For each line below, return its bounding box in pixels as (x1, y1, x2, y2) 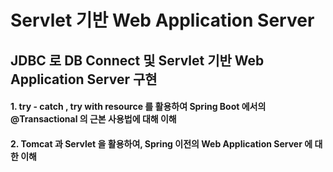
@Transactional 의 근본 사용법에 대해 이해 (10, 113, 177, 125)
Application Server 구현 (10, 71, 158, 88)
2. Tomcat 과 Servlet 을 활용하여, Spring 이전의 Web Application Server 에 (10, 137, 313, 150)
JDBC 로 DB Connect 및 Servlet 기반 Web (10, 52, 265, 69)
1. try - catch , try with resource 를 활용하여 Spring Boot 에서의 (10, 101, 267, 113)
